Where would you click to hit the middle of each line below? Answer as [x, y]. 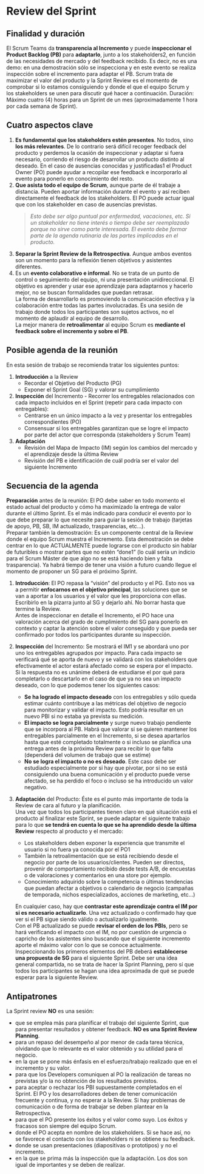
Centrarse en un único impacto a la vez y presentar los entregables [108, 415]
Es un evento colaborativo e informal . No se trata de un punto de [97, 273]
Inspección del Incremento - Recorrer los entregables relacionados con [105, 396]
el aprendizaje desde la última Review [71, 454]
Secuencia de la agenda [53, 486]
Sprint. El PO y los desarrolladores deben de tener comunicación [96, 1094]
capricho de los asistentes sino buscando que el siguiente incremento [103, 938]
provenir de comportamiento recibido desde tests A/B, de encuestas [110, 869]
